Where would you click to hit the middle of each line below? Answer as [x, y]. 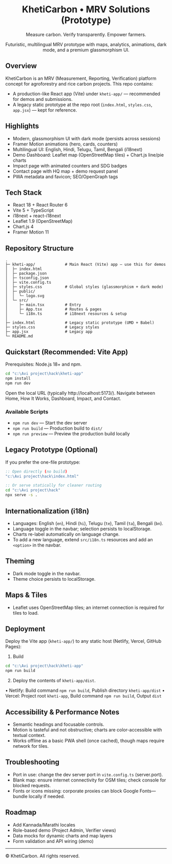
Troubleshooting [33, 762]
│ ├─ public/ [20, 291]
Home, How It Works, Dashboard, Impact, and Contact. [63, 398]
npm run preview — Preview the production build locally [71, 433]
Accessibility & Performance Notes [62, 712]
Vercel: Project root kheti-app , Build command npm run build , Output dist [83, 696]
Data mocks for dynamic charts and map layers [62, 835]
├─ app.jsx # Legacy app [49, 332]
